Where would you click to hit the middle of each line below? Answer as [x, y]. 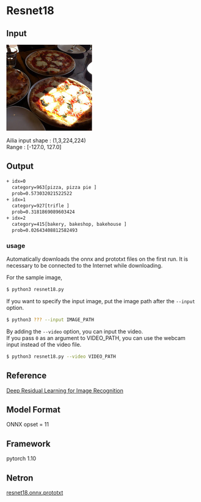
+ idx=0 [16, 181]
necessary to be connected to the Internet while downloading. [85, 266]
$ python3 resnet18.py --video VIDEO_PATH [61, 357]
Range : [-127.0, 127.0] [34, 147]
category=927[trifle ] [41, 206]
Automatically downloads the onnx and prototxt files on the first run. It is [97, 259]
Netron [20, 478]
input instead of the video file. [44, 344]
